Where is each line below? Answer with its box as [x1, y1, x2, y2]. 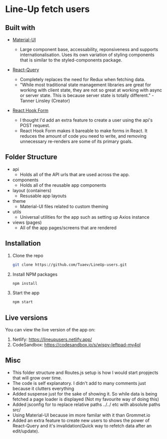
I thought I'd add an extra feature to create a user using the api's [19, 117, 153, 123]
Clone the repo [12, 252, 43, 258]
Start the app [12, 290, 40, 296]
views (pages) [12, 219, 42, 225]
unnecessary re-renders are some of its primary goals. [19, 139, 133, 144]
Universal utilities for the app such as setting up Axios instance [19, 214, 150, 220]
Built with [5, 24, 35, 32]
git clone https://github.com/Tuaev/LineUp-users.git [12, 262, 127, 267]
